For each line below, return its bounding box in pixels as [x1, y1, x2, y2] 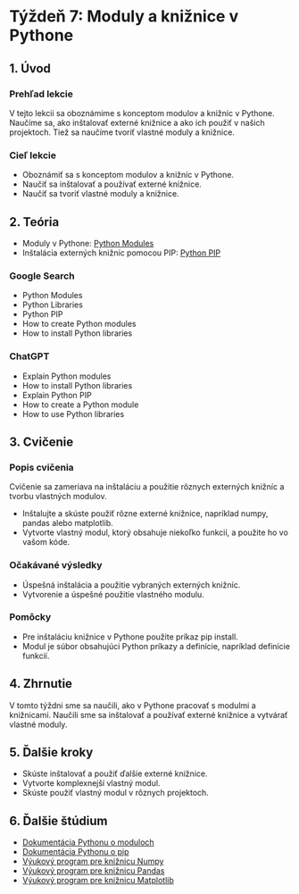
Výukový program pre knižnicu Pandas [21, 865, 165, 876]
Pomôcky [9, 611, 52, 623]
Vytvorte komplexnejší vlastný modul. [21, 778, 161, 789]
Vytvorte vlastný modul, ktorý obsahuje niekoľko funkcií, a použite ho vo [21, 527, 288, 538]
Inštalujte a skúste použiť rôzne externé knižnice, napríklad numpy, [21, 508, 269, 519]
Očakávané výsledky [9, 559, 103, 572]
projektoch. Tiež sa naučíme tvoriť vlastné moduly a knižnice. [9, 127, 235, 138]
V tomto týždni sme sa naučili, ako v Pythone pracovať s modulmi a [9, 699, 256, 711]
